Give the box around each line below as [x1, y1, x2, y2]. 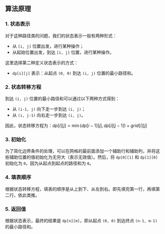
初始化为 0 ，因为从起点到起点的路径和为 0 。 [5, 160, 94, 166]
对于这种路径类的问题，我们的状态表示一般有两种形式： [5, 32, 117, 38]
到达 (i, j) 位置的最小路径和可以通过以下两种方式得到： [5, 95, 120, 102]
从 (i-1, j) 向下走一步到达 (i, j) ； [12, 106, 86, 112]
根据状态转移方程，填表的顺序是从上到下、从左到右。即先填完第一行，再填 [5, 186, 156, 192]
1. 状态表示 [5, 21, 30, 27]
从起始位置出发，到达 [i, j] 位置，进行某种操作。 [12, 49, 114, 55]
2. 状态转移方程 [5, 83, 42, 90]
